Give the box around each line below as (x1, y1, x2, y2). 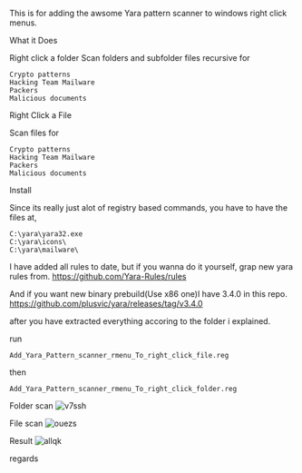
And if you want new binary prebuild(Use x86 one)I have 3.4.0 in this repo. (9, 289, 288, 299)
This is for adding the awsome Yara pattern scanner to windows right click (9, 8, 287, 18)
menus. (9, 17, 38, 28)
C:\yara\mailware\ (9, 245, 79, 254)
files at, (9, 212, 37, 222)
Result (9, 436, 34, 446)
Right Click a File (9, 110, 73, 121)
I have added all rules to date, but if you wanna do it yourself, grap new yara (9, 261, 293, 271)
